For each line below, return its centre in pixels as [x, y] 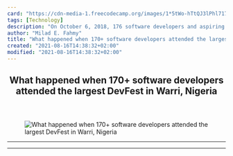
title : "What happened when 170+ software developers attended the [107, 40]
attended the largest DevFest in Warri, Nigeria [116, 91]
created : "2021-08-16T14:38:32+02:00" [63, 46]
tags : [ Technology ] [35, 20]
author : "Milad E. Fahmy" [44, 33]
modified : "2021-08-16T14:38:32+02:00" [65, 53]
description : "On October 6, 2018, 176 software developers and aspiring [116, 26]
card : [15, 14]
